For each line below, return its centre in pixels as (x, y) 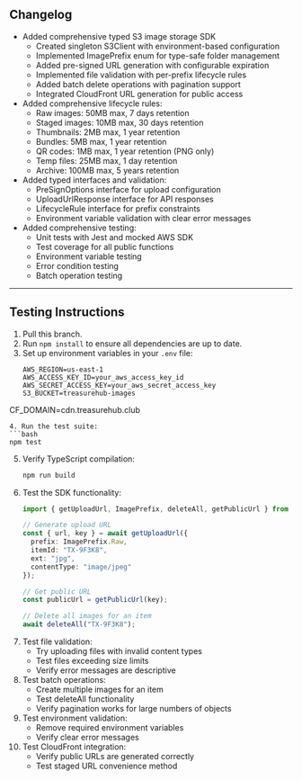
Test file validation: (57, 641)
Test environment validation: (75, 718)
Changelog (41, 15)
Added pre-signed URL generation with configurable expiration (152, 65)
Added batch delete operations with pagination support (138, 84)
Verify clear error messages (87, 737)
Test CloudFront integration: (74, 747)
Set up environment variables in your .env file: (107, 353)
